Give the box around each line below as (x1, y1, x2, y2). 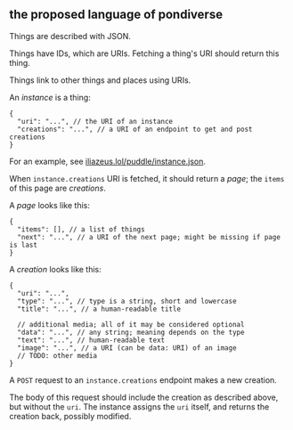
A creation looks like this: (9, 264, 102, 274)
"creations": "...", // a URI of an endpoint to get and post (17, 125, 253, 134)
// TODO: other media (17, 351, 98, 360)
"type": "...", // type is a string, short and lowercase (17, 296, 238, 305)
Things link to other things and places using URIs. (9, 75, 191, 85)
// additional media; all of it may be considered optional (17, 320, 245, 329)
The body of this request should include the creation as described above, (9, 392, 279, 402)
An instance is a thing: (9, 92, 91, 102)
